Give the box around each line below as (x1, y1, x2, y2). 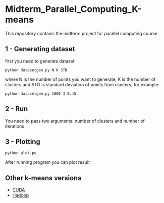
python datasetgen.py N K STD (5, 68, 68, 72)
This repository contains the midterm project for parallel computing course (5, 30, 158, 36)
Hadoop (12, 192, 29, 198)
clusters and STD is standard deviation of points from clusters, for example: (5, 81, 160, 87)
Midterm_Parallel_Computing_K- (5, 3, 142, 15)
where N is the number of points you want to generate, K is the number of (5, 76, 156, 82)
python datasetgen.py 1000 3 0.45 (5, 91, 77, 96)
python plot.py (5, 150, 37, 156)
